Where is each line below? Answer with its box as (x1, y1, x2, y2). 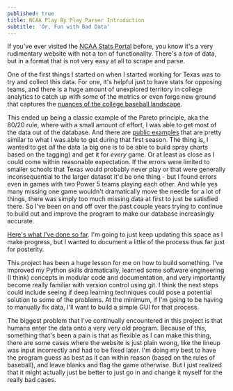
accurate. (7, 217, 35, 225)
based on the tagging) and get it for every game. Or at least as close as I (7, 150, 215, 159)
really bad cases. (7, 376, 56, 384)
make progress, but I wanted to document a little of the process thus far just (7, 238, 225, 246)
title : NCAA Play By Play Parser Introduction (7, 17, 145, 24)
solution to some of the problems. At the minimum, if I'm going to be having (7, 296, 223, 304)
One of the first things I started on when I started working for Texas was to (7, 70, 221, 79)
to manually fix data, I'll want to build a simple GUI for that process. (7, 303, 200, 312)
